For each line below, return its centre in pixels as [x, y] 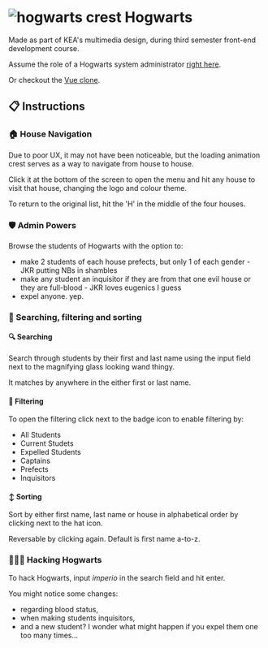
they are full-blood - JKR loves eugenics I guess [101, 287]
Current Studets [47, 443]
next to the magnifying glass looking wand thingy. [91, 367]
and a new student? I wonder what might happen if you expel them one [139, 626]
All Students [40, 435]
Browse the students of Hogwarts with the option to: [96, 246]
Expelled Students [50, 452]
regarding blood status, [59, 609]
